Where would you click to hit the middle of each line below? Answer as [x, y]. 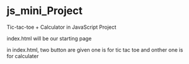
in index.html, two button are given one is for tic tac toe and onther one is [95, 50]
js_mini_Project [45, 11]
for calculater [23, 56]
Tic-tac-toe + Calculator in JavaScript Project [61, 27]
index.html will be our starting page [49, 38]
